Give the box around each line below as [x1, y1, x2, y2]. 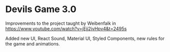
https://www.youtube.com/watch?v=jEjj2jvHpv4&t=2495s [5, 25, 127, 31]
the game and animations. [5, 40, 60, 46]
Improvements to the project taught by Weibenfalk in [5, 20, 116, 26]
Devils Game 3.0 [5, 4, 77, 15]
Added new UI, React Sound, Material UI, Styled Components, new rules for [5, 35, 165, 41]
